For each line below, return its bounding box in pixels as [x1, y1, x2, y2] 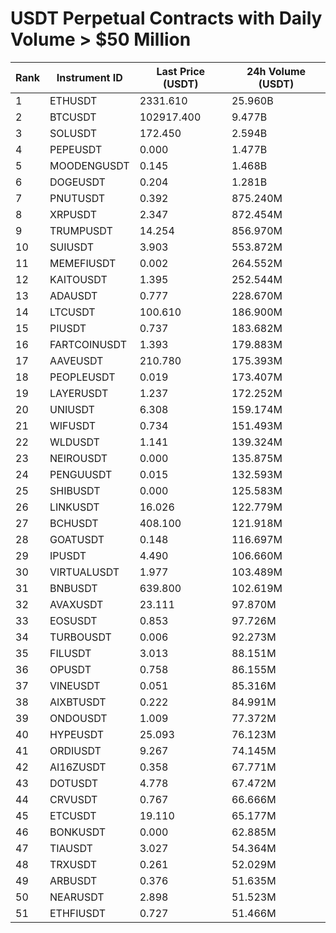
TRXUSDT [49, 857, 98, 871]
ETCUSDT [49, 808, 97, 822]
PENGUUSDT [49, 467, 113, 481]
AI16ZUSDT [49, 760, 107, 774]
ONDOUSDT [49, 711, 108, 725]
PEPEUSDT [49, 142, 103, 156]
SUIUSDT [49, 240, 95, 254]
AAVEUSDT [49, 353, 104, 367]
